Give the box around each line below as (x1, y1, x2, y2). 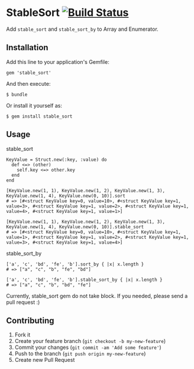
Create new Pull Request (14, 357, 75, 364)
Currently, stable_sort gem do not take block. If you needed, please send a (6, 292, 188, 299)
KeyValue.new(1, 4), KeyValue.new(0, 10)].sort (6, 193, 126, 199)
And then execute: (6, 80, 51, 87)
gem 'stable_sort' (6, 70, 51, 76)
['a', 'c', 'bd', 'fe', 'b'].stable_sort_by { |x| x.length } (6, 277, 163, 283)
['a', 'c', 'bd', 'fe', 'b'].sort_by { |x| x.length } (6, 261, 144, 267)
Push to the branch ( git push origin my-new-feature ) (14, 350, 146, 357)
